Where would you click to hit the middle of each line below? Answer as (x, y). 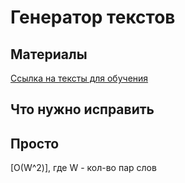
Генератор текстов (93, 17)
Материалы (49, 54)
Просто (35, 143)
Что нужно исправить (82, 109)
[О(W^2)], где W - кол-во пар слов (83, 168)
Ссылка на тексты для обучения (79, 78)
